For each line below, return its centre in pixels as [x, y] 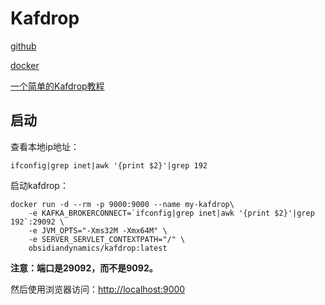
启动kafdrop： [39, 185]
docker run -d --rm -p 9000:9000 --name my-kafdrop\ [122, 204]
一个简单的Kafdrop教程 [57, 86]
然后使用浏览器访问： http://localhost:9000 [98, 289]
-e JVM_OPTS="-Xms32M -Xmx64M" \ [98, 230]
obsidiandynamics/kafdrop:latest [98, 248]
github [23, 46]
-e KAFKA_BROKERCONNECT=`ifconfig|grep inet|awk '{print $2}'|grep [171, 213]
